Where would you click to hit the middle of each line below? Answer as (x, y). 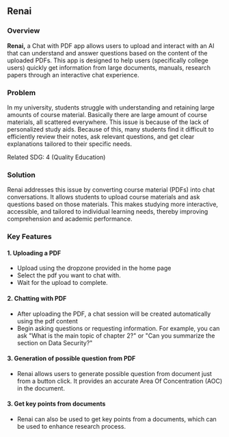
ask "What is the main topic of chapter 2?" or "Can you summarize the (116, 336)
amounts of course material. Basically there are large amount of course (107, 114)
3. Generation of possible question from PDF (71, 358)
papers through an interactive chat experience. (73, 75)
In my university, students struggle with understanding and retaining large (111, 107)
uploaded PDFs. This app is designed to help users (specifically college (108, 60)
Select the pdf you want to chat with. (69, 275)
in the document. (41, 388)
